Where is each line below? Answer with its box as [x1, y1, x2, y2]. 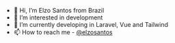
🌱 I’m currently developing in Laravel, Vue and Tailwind [13, 21, 169, 28]
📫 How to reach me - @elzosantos [13, 28, 113, 36]
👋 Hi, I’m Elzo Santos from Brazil [13, 7, 105, 14]
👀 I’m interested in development [13, 13, 103, 21]
